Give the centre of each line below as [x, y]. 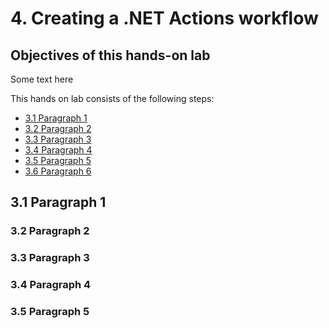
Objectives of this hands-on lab [110, 55]
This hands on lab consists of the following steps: [112, 98]
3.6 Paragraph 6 [58, 171]
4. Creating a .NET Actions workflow [164, 18]
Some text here [42, 79]
